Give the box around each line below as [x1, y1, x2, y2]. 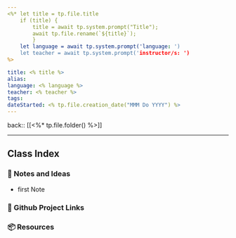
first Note [17, 184, 46, 194]
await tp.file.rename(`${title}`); [32, 30, 137, 37]
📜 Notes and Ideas [7, 169, 71, 179]
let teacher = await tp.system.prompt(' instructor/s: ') [20, 50, 190, 57]
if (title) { [20, 17, 58, 24]
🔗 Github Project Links [7, 202, 84, 212]
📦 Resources [7, 222, 55, 232]
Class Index [7, 148, 60, 160]
